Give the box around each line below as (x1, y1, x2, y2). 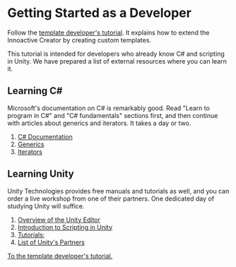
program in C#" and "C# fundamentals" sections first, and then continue (7, 111, 218, 119)
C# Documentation (17, 132, 73, 141)
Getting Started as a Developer (7, 5, 192, 21)
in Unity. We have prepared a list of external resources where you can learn (7, 57, 228, 65)
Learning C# (7, 85, 63, 97)
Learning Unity (7, 168, 74, 180)
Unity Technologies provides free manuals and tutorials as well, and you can (7, 186, 230, 195)
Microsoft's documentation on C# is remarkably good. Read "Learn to (7, 104, 211, 112)
